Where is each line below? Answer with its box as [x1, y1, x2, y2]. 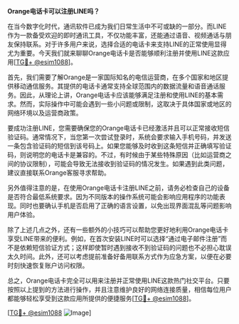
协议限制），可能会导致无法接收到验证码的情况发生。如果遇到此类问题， [19, 160, 229, 168]
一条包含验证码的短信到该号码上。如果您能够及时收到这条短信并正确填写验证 [7, 142, 232, 150]
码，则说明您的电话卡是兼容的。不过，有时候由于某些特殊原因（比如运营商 [7, 151, 225, 159]
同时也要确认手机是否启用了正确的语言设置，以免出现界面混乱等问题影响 [19, 201, 232, 210]
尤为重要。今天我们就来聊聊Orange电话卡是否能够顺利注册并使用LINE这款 [7, 49, 224, 57]
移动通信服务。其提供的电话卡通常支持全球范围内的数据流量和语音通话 [13, 82, 219, 90]
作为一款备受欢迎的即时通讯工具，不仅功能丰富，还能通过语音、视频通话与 [7, 31, 225, 39]
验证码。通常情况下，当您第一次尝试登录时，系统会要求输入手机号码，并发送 [7, 133, 232, 141]
